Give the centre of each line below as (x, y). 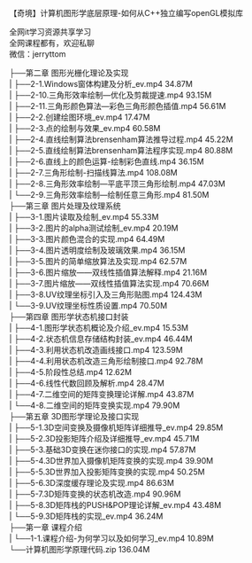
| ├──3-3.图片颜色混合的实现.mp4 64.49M (87, 239)
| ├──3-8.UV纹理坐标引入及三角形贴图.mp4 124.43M (106, 294)
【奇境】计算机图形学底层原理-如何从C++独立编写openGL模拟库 (126, 13)
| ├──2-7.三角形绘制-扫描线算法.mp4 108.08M (94, 172)
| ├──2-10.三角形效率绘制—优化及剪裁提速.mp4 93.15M (111, 95)
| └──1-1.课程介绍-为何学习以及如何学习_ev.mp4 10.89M (111, 538)
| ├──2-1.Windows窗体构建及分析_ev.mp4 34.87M (101, 84)
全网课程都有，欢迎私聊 (52, 43)
